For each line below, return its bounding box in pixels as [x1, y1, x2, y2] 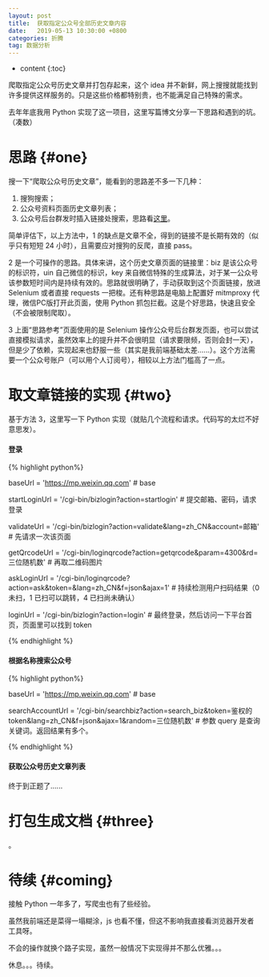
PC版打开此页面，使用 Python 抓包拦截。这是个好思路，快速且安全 [35, 298, 256, 307]
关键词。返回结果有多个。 [8, 726, 93, 735]
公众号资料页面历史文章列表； [19, 204, 118, 214]
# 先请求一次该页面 [8, 531, 71, 542]
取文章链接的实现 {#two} [8, 386, 172, 405]
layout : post [8, 11, 52, 20]
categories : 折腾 [8, 34, 64, 43]
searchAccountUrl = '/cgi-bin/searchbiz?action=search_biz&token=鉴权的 [8, 706, 253, 715]
